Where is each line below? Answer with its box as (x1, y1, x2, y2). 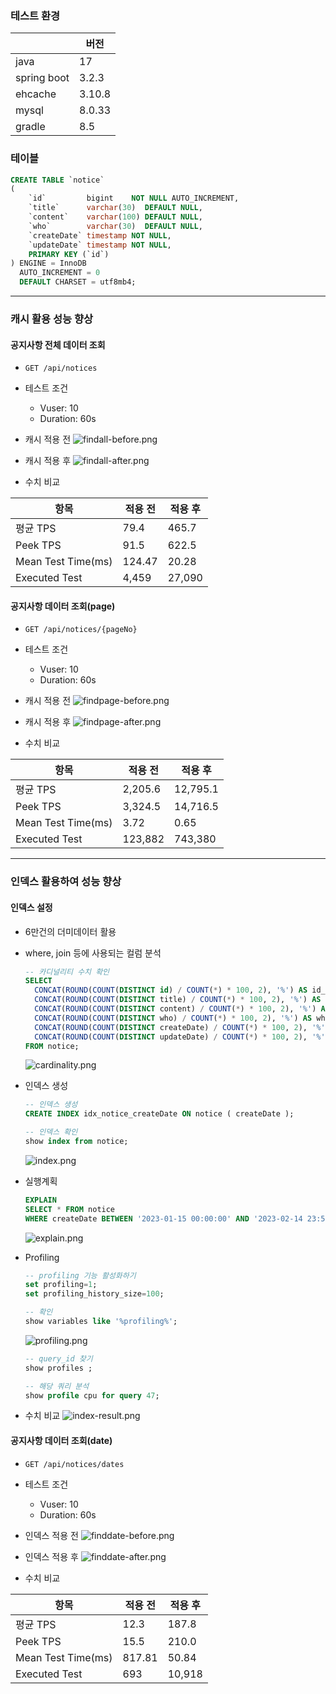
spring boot (15, 71, 70, 85)
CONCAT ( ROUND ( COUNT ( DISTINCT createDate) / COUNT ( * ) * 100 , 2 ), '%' (34, 1022, 326, 1032)
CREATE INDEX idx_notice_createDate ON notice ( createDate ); (24, 1109, 295, 1119)
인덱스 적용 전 (24, 1529, 79, 1541)
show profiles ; (24, 1363, 93, 1373)
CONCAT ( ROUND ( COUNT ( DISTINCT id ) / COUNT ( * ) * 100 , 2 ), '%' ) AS (34, 985, 308, 996)
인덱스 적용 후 (24, 1550, 79, 1562)
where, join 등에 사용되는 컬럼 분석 (24, 947, 162, 959)
